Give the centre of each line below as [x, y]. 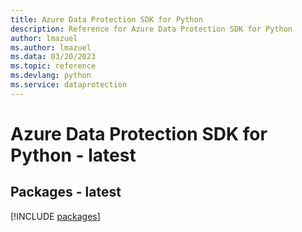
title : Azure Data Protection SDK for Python [106, 19]
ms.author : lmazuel [51, 47]
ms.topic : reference [53, 66]
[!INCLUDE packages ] [55, 216]
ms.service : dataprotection [69, 85]
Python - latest [73, 155]
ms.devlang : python [51, 76]
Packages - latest [66, 192]
